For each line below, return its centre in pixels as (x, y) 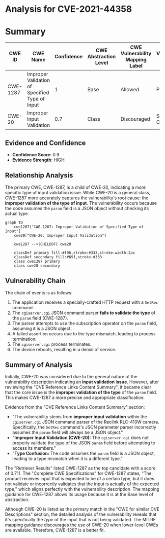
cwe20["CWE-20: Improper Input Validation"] (60, 235)
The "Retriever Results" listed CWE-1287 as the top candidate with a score (80, 468)
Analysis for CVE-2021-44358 (69, 9)
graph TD (14, 222)
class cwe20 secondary (37, 266)
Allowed (130, 90)
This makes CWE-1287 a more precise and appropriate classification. (75, 397)
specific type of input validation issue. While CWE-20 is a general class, (78, 192)
